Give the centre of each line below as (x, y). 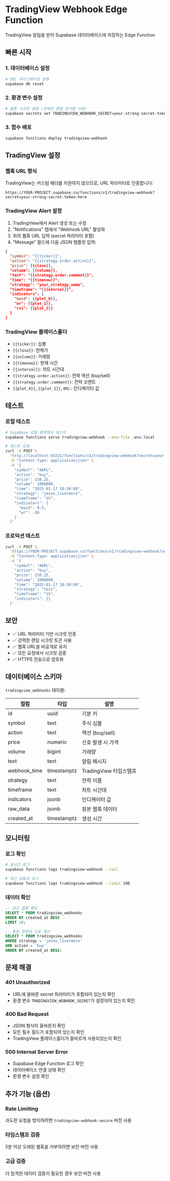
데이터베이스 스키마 (34, 677)
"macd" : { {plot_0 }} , (36, 299)
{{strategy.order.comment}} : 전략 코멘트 (54, 382)
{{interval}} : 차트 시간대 (38, 369)
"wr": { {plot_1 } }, (34, 304)
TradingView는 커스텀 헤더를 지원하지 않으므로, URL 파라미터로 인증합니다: (79, 183)
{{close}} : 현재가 (30, 350)
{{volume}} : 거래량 (31, 356)
